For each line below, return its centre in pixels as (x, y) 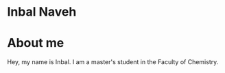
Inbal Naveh (42, 12)
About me (36, 43)
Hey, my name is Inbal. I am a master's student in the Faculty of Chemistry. (113, 62)
